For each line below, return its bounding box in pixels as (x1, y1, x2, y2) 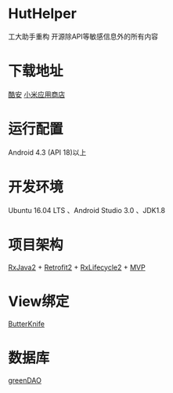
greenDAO (8, 375, 41, 385)
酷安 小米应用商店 (8, 90, 65, 99)
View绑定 (8, 292, 70, 310)
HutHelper (8, 5, 77, 23)
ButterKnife (8, 319, 45, 329)
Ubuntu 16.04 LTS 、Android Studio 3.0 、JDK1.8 (8, 205, 166, 215)
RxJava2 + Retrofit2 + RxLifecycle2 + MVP (8, 263, 146, 272)
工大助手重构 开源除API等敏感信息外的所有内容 (8, 31, 159, 41)
